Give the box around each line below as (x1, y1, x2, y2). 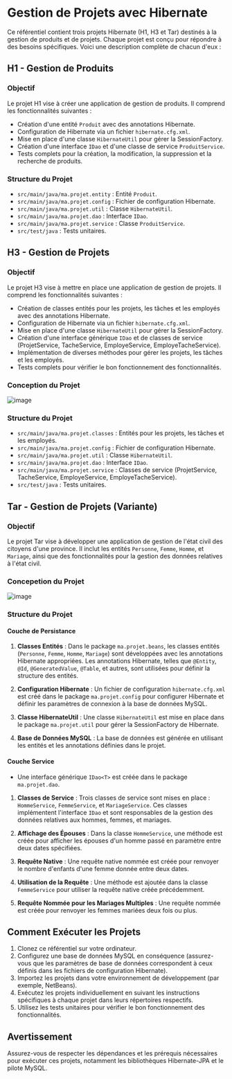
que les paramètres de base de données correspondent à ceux (33, 959, 213, 967)
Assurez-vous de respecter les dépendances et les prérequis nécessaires (7, 1049, 218, 1058)
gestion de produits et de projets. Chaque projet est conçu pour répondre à (7, 35, 222, 43)
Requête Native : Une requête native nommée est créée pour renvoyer (17, 857, 220, 866)
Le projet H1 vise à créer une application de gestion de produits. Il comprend (7, 99, 225, 107)
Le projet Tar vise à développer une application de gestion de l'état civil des (7, 537, 223, 545)
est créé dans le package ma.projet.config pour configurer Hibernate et (17, 692, 224, 701)
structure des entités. (17, 672, 78, 680)
